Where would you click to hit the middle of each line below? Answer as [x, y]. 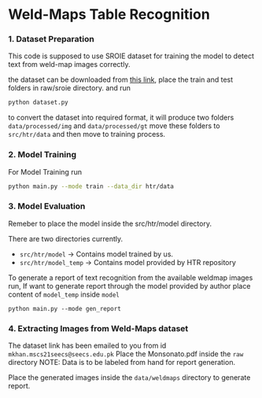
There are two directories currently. [66, 238]
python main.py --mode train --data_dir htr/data [91, 186]
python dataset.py [38, 103]
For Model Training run [45, 171]
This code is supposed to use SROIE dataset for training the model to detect [131, 56]
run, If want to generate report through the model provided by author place [129, 286]
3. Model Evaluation [47, 206]
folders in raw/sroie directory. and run [70, 88]
